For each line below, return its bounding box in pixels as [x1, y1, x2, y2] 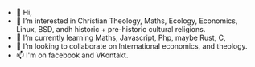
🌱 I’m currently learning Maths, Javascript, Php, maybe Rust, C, [15, 33, 226, 42]
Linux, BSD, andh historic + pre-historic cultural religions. [15, 25, 206, 33]
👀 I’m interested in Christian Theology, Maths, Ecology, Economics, [15, 16, 238, 26]
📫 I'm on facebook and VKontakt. [15, 50, 129, 60]
